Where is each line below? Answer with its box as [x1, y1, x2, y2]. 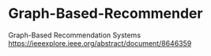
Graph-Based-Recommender [8, 5, 203, 23]
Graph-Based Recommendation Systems [8, 30, 141, 40]
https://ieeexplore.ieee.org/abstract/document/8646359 [8, 38, 192, 47]
